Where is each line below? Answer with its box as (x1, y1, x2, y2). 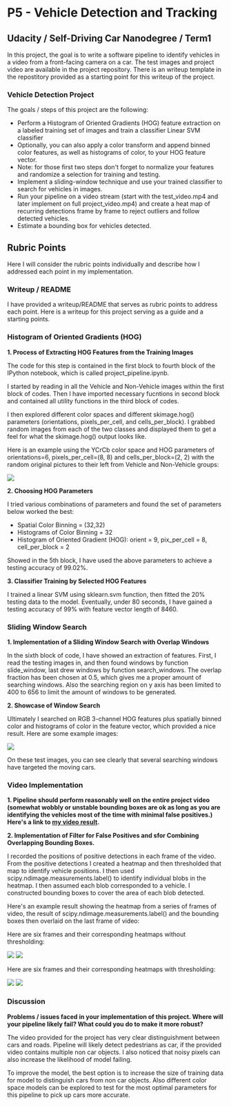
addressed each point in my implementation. (7, 267, 134, 276)
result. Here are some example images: (7, 730, 119, 737)
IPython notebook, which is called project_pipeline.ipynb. (7, 368, 170, 377)
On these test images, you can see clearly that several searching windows (7, 756, 219, 764)
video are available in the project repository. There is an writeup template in (7, 66, 222, 73)
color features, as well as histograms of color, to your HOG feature (17, 149, 205, 157)
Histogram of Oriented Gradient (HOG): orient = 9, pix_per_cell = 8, (17, 535, 208, 544)
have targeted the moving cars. (7, 763, 97, 771)
